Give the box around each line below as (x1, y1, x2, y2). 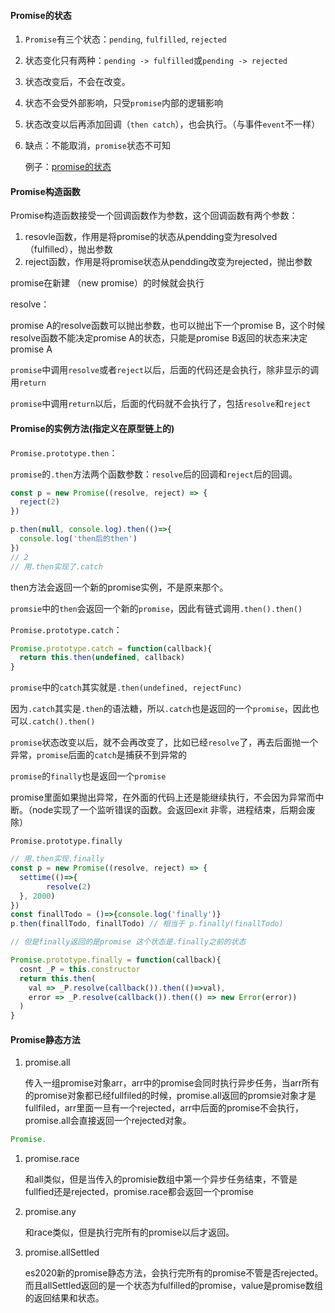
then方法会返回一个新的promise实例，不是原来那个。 (10, 581, 229, 593)
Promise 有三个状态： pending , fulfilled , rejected (24, 33, 227, 45)
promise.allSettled (24, 1246, 100, 1259)
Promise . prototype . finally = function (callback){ (10, 955, 222, 965)
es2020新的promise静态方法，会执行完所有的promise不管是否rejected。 (24, 1267, 324, 1279)
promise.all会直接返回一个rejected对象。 (24, 1115, 192, 1127)
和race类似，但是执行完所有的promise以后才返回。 (24, 1226, 235, 1239)
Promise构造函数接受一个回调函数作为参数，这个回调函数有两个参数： (10, 210, 298, 222)
